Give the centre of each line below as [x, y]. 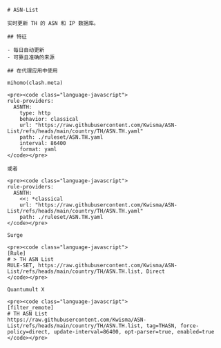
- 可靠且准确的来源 [31, 57]
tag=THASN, [162, 326]
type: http [35, 113]
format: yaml [38, 149]
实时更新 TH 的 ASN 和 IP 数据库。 [53, 23]
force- [189, 326]
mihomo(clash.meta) [35, 83]
